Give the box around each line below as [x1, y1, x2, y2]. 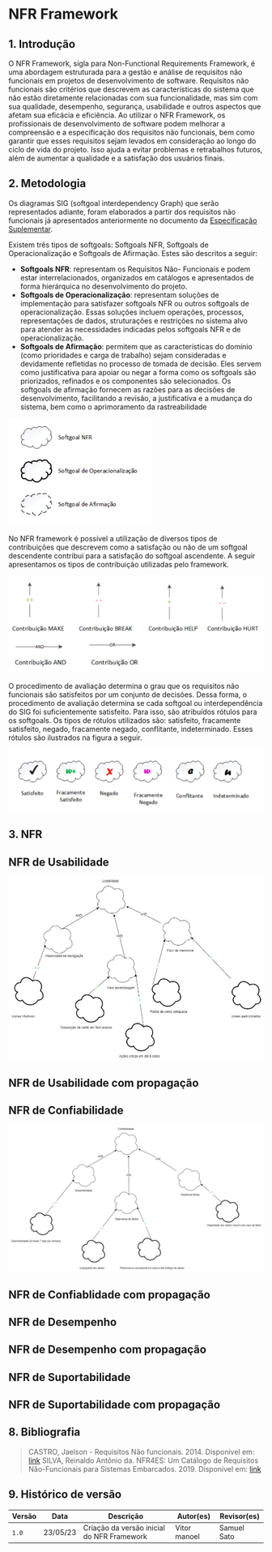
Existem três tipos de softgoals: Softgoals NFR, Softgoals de [8, 240, 209, 250]
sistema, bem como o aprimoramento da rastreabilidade [19, 402, 208, 412]
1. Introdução [8, 37, 75, 51]
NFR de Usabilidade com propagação [8, 1075, 199, 1090]
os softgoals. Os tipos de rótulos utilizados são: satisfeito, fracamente [8, 716, 241, 725]
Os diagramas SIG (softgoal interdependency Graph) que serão [8, 198, 219, 207]
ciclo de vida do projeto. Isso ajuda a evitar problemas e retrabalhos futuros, [8, 145, 263, 154]
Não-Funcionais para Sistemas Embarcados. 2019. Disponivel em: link [28, 1464, 261, 1473]
